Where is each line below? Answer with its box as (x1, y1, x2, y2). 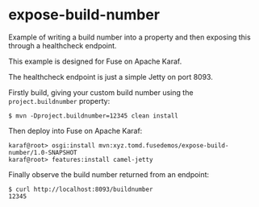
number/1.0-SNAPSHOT (8, 148, 78, 156)
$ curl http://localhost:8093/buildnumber (8, 185, 153, 193)
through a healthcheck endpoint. (8, 40, 117, 50)
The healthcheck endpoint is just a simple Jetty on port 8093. (8, 72, 214, 81)
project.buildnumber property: (8, 96, 111, 106)
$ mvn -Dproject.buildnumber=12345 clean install (8, 111, 179, 120)
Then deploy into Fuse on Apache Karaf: (8, 126, 143, 135)
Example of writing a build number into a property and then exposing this (8, 32, 252, 42)
